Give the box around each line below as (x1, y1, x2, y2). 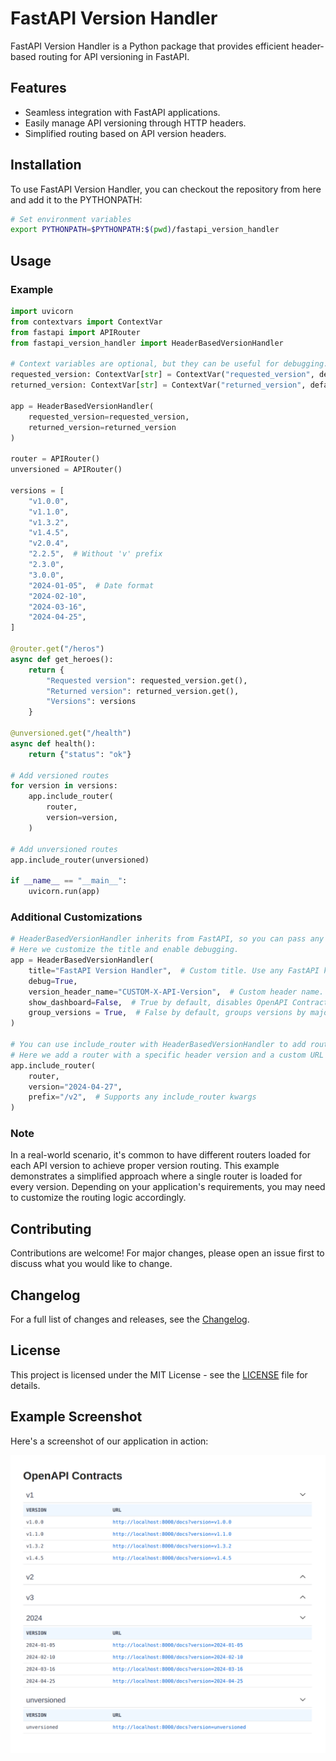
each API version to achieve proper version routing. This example (10, 1160, 280, 1172)
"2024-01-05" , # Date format (28, 580, 155, 591)
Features (10, 80, 67, 97)
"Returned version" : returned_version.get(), (46, 686, 240, 696)
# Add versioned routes (10, 770, 110, 781)
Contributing (10, 1220, 92, 1237)
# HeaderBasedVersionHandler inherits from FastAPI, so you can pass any (10, 934, 325, 944)
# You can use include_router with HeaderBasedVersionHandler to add (10, 1040, 307, 1050)
